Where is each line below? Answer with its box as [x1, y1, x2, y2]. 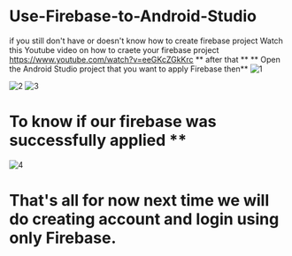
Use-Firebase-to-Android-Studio [9, 6, 257, 26]
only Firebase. [9, 228, 117, 248]
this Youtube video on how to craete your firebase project [9, 44, 219, 55]
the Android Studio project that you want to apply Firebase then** [9, 64, 249, 74]
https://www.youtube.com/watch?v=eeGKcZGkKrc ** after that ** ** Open [9, 54, 280, 64]
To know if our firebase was [9, 112, 217, 132]
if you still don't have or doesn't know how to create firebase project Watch [9, 35, 283, 46]
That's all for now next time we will [9, 191, 270, 211]
